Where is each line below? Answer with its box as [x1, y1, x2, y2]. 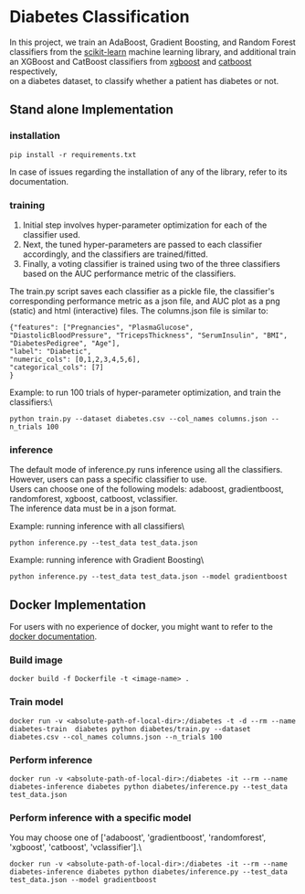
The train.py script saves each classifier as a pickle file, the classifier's [9, 285, 276, 296]
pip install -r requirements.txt [9, 150, 137, 159]
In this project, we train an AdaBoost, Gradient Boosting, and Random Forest [9, 37, 297, 48]
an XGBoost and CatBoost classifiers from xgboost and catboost [9, 56, 252, 67]
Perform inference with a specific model [9, 811, 192, 824]
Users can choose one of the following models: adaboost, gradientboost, [9, 484, 285, 495]
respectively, [9, 66, 58, 77]
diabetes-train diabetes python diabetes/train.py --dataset [9, 724, 251, 733]
